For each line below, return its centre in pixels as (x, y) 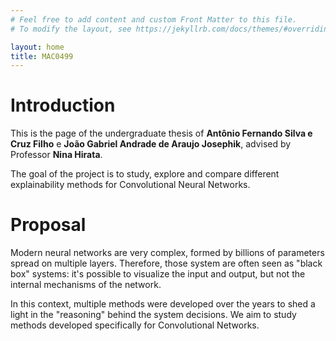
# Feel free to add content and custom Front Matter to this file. (154, 19)
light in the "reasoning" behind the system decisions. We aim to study (153, 315)
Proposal (48, 225)
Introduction (63, 105)
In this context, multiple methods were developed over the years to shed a (163, 304)
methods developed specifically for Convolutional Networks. (135, 325)
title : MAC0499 (42, 56)
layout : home (37, 47)
